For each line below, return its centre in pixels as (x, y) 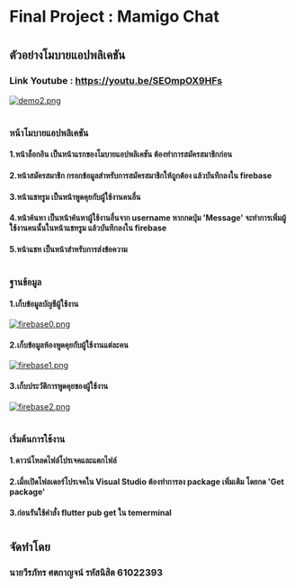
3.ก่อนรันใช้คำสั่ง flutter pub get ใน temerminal (91, 512)
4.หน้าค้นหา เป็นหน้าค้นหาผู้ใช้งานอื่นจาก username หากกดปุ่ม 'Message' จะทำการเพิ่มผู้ (147, 218)
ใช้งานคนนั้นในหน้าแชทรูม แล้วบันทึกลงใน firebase (88, 228)
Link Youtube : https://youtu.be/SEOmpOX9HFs (116, 81)
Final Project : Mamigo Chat (115, 17)
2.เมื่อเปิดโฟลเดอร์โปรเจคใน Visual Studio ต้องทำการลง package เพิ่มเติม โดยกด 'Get (147, 482)
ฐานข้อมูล (26, 283)
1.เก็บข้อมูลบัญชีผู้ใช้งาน (44, 303)
